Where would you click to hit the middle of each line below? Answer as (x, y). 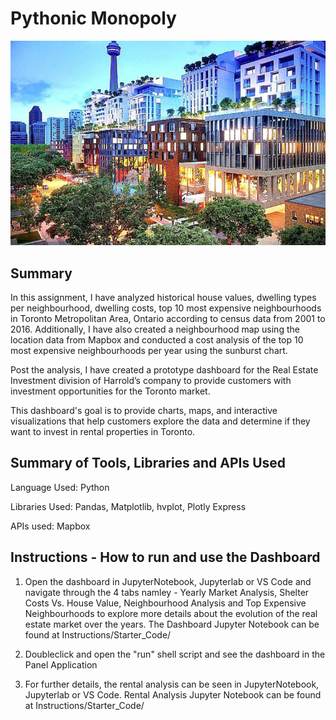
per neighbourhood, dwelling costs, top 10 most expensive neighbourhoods (166, 308)
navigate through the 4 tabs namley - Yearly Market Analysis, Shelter (167, 592)
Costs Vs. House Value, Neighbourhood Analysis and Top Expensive (165, 603)
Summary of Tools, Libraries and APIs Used (148, 463)
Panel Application (61, 664)
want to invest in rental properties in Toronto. (103, 431)
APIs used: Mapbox (50, 526)
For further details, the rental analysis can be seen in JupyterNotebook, (172, 684)
